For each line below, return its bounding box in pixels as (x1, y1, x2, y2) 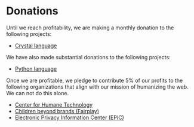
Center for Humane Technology (14, 101, 93, 108)
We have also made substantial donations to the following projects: (6, 53, 171, 61)
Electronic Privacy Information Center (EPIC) (14, 114, 124, 121)
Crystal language (14, 42, 57, 49)
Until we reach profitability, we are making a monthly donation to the (6, 24, 174, 31)
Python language (14, 65, 57, 72)
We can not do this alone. (6, 89, 69, 96)
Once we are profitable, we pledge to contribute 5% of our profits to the (6, 77, 183, 84)
